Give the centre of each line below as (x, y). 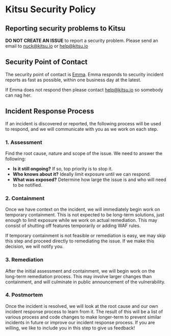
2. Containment (25, 198)
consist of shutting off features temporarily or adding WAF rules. (73, 226)
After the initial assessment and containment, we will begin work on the (80, 271)
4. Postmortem (24, 295)
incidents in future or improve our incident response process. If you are (80, 322)
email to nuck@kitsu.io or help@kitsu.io (47, 46)
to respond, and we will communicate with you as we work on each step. (82, 129)
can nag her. (18, 95)
